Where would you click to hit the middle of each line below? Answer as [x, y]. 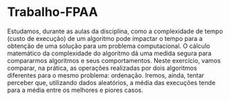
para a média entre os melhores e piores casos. [75, 90]
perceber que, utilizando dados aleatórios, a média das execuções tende [112, 82]
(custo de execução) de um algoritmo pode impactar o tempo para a [105, 38]
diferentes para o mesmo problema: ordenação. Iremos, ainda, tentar [106, 75]
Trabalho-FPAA [53, 12]
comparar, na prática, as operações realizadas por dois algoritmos [102, 68]
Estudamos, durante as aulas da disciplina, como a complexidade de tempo [115, 31]
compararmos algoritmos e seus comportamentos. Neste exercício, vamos [114, 60]
